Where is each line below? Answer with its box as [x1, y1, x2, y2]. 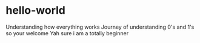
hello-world [5, 4, 66, 17]
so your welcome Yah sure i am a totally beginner [5, 29, 128, 36]
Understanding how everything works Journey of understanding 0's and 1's [5, 23, 195, 30]
